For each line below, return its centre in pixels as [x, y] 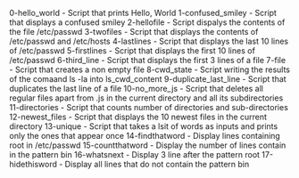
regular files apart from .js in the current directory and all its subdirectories [146, 98]
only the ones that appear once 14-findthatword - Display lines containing [145, 136]
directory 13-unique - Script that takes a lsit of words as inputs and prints [144, 126]
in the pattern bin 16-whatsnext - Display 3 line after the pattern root [135, 154]
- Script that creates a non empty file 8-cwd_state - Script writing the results [149, 69]
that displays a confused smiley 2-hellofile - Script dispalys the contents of [147, 22]
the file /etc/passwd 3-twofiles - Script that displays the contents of [134, 32]
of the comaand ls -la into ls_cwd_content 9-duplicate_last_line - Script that [148, 79]
